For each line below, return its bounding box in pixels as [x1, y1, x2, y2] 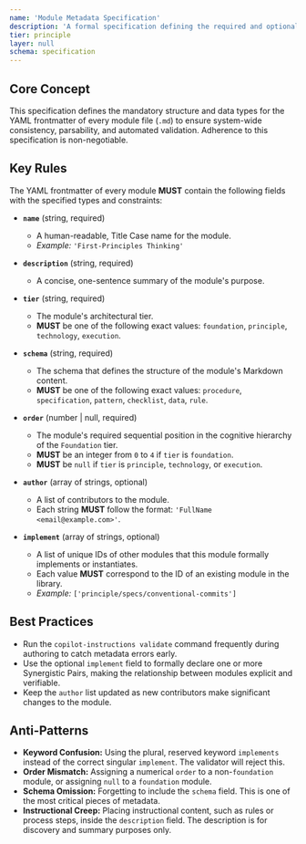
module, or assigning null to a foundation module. [22, 776, 212, 787]
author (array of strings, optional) [22, 476, 148, 487]
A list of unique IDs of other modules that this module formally [36, 548, 270, 559]
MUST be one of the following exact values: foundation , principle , [36, 320, 288, 331]
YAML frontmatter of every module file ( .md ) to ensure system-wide [9, 115, 262, 126]
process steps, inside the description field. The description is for [22, 815, 268, 826]
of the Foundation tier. [36, 439, 118, 450]
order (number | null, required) [22, 412, 138, 422]
